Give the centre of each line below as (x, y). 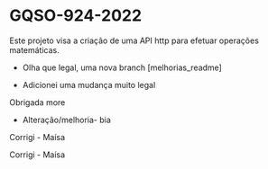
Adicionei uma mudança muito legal (89, 84)
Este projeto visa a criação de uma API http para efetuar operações (134, 40)
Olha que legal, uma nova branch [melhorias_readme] (122, 67)
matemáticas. (35, 49)
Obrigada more (37, 102)
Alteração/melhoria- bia (66, 120)
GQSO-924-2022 (76, 16)
